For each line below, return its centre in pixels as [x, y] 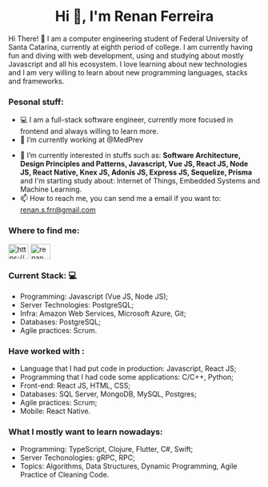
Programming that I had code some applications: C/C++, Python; [126, 377]
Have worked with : [47, 351]
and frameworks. [36, 81]
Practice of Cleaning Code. [64, 475]
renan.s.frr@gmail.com [58, 210]
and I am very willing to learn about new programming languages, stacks [128, 72]
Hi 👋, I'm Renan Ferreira [134, 16]
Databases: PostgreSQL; [60, 322]
